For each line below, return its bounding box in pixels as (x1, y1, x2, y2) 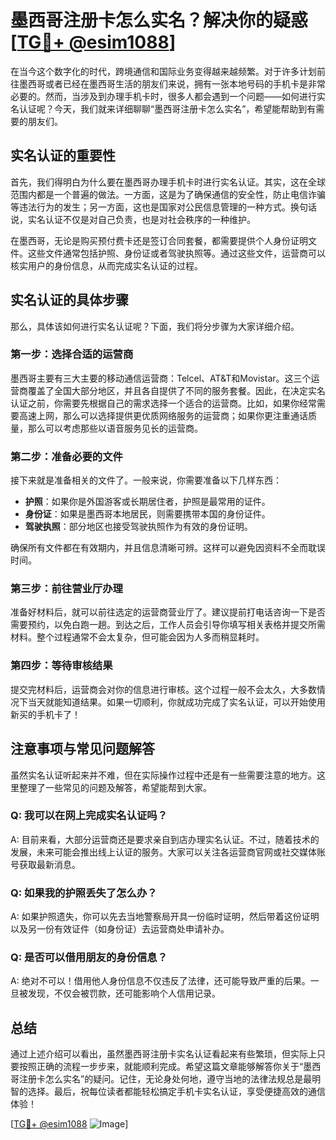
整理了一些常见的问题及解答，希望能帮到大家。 (18, 781, 212, 793)
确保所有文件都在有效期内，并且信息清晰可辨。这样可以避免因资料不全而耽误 (10, 542, 326, 554)
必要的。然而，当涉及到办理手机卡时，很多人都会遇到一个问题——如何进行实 (10, 90, 326, 102)
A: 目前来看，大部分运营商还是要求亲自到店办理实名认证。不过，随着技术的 (10, 833, 320, 845)
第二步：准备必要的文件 (10, 449, 123, 463)
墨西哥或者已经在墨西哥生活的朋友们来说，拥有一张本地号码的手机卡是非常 (18, 77, 326, 90)
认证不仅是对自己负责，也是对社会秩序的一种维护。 (44, 213, 256, 225)
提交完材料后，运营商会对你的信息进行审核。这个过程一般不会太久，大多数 (10, 683, 317, 695)
